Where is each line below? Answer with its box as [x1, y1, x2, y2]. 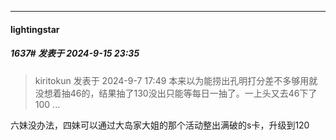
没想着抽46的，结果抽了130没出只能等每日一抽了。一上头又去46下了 [34, 87, 318, 99]
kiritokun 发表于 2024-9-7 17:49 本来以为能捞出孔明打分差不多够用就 [34, 74, 318, 86]
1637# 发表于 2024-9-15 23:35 [10, 47, 140, 60]
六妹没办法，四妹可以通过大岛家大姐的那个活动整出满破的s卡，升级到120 [10, 119, 310, 131]
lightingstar [10, 23, 60, 35]
